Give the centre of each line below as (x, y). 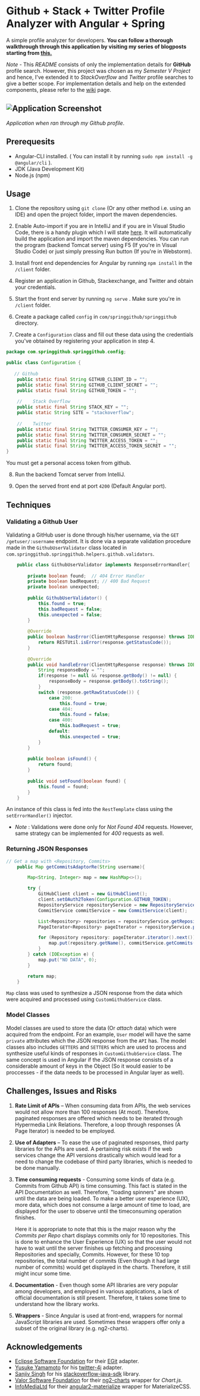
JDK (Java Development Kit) (49, 169)
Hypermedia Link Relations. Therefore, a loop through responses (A (98, 1124)
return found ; (55, 765)
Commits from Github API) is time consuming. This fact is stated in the (101, 1185)
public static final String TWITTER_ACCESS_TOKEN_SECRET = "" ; (97, 446)
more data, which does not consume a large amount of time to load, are (102, 1204)
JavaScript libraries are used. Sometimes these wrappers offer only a (100, 1322)
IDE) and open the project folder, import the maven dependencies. (96, 215)
